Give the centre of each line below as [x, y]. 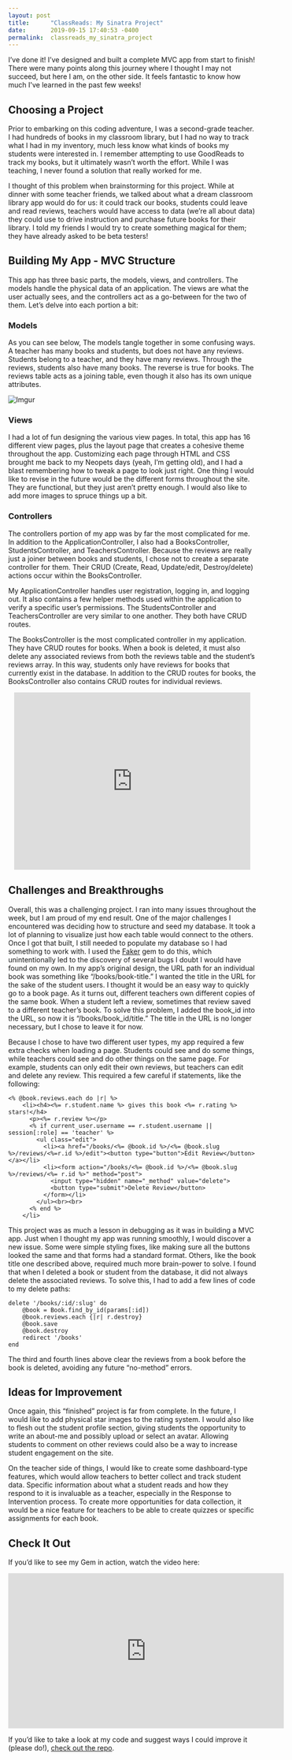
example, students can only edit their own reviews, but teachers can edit [126, 1067]
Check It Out [39, 1543]
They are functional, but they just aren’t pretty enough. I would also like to [128, 487]
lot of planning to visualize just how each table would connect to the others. [131, 934]
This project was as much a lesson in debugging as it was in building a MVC [131, 1230]
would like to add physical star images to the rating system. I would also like [131, 1420]
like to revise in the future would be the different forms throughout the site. [129, 479]
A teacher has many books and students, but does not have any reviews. [126, 351]
